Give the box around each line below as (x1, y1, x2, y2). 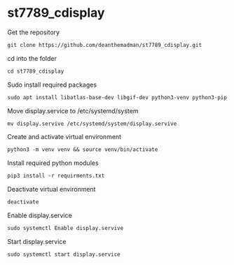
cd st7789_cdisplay (7, 68, 64, 75)
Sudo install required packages (7, 80, 97, 89)
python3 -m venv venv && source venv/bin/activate (7, 146, 158, 153)
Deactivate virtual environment (7, 185, 96, 194)
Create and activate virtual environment (7, 133, 121, 141)
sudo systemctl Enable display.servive (7, 225, 124, 232)
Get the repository (7, 28, 60, 36)
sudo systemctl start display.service (7, 250, 121, 258)
